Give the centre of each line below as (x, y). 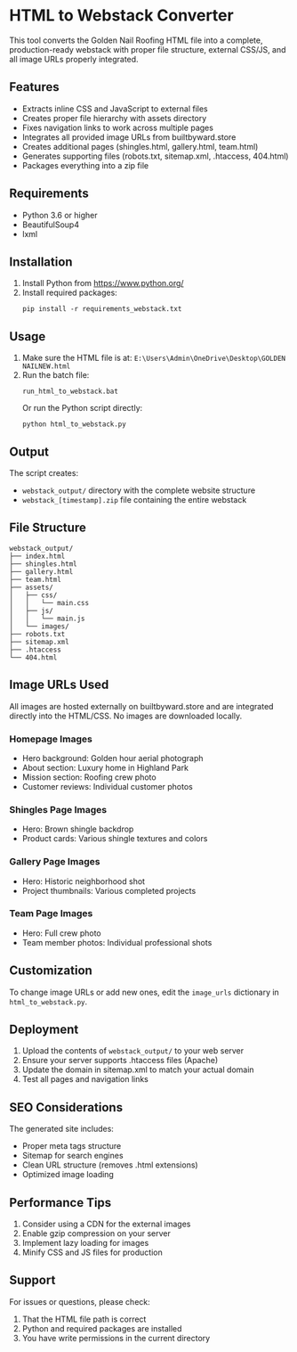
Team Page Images (51, 914)
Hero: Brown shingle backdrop (78, 829)
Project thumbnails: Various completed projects (109, 890)
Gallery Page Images (55, 862)
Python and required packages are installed (102, 1328)
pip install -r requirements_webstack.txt (102, 309)
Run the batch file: (56, 375)
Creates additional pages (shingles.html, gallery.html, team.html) (140, 146)
